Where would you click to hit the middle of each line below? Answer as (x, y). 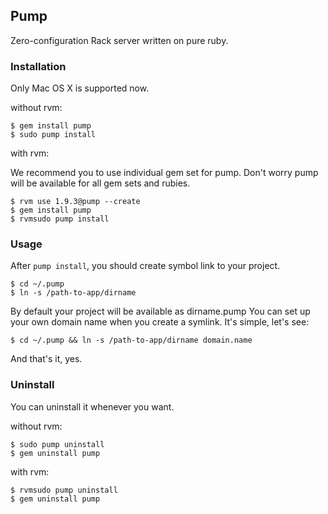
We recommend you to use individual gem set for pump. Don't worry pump (164, 173)
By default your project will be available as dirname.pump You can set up (160, 311)
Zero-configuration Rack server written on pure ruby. (119, 40)
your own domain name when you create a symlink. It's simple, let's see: (160, 322)
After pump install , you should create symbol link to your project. (145, 266)
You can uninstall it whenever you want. (92, 406)
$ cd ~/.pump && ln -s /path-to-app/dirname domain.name (131, 340)
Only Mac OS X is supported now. (80, 88)
